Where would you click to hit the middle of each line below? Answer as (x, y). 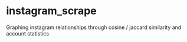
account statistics (27, 33)
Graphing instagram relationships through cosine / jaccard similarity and (94, 27)
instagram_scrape (51, 11)
